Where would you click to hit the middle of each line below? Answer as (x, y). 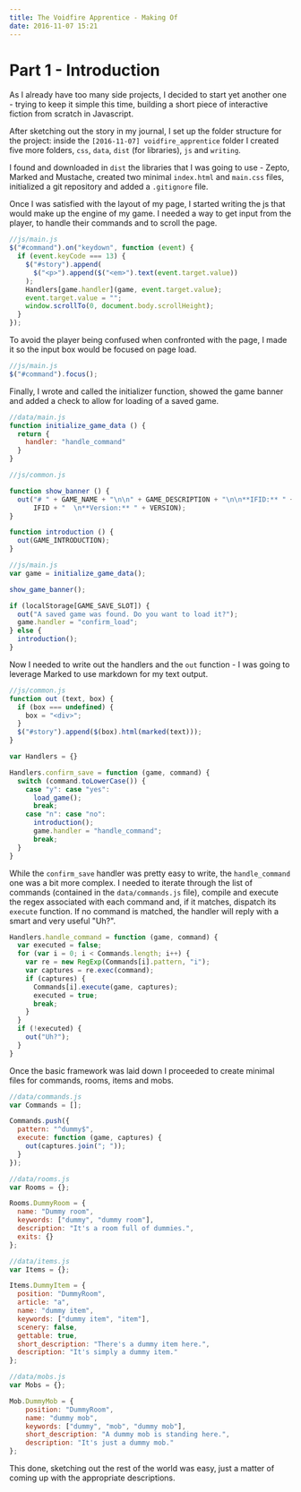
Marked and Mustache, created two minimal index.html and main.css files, (147, 177)
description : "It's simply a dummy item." (98, 1352)
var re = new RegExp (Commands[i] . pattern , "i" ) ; (118, 962)
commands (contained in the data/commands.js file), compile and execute (144, 892)
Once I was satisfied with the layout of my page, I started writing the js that (147, 204)
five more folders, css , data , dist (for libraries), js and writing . (125, 150)
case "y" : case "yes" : (68, 789)
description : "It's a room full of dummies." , (106, 1229)
